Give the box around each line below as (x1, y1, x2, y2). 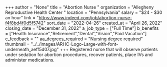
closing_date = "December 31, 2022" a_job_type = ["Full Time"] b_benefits (5, 25, 159, 31)
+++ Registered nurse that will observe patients (59, 47, 158, 52)
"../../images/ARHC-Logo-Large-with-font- (30, 41, 118, 47)
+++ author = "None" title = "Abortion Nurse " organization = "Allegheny (5, 4, 154, 10)
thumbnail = (5, 41, 30, 47)
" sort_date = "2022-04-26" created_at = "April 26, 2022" (43, 20, 162, 26)
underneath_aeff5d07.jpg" (5, 47, 59, 52)
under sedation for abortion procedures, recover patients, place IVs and (5, 52, 153, 58)
